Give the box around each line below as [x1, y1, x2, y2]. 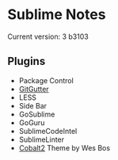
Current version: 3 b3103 [7, 32, 89, 41]
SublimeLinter [18, 135, 65, 144]
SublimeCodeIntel [18, 126, 78, 135]
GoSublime [18, 109, 55, 119]
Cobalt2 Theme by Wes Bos [18, 143, 111, 152]
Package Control [18, 75, 74, 85]
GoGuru [18, 117, 45, 128]
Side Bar [18, 101, 48, 110]
